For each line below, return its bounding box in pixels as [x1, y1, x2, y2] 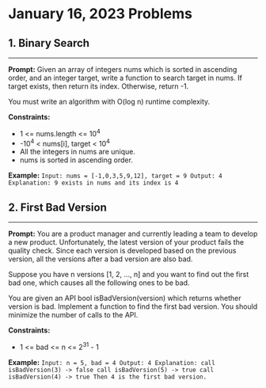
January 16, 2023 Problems [8, 5, 192, 23]
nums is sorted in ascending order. [19, 155, 133, 165]
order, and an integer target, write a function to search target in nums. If [8, 73, 243, 82]
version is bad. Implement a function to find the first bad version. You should [8, 302, 258, 311]
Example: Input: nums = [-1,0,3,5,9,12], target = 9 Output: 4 [8, 171, 223, 181]
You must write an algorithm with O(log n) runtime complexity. [8, 97, 211, 106]
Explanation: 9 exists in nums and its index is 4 [8, 179, 179, 187]
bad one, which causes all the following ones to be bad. [8, 278, 190, 287]
